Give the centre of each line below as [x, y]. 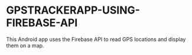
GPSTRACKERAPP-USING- [73, 10]
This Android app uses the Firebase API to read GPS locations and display [96, 39]
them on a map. [25, 46]
